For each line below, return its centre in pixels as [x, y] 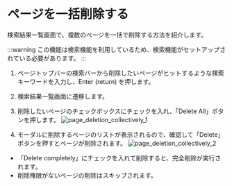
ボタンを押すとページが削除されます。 [72, 143]
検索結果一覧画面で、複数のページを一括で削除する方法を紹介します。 [107, 35]
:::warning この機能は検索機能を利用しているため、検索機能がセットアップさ [116, 49]
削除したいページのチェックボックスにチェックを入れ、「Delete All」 [115, 111]
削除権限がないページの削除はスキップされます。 [87, 175]
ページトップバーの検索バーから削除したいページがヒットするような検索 [121, 73]
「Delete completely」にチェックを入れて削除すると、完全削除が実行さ [119, 158]
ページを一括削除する [68, 14]
